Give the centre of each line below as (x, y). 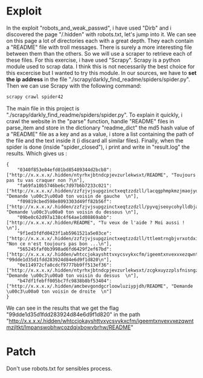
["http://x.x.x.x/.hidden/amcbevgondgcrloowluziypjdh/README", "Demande (100, 286)
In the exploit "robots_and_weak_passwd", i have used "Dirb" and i (89, 28)
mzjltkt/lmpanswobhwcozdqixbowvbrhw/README (69, 327)
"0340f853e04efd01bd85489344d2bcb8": (65, 170)
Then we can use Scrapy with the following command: (74, 85)
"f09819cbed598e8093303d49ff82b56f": (65, 201)
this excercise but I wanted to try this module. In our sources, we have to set (101, 73)
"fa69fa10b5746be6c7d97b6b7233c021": (65, 186)
